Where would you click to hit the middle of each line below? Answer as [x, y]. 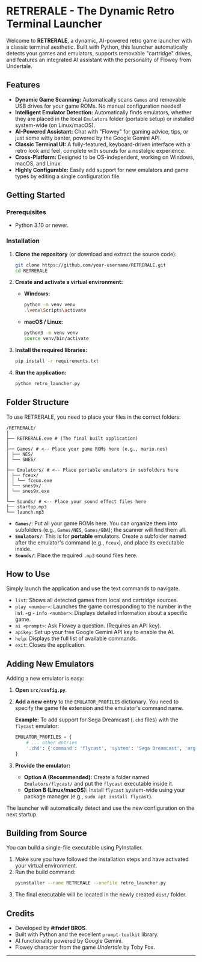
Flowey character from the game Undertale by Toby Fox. [85, 947]
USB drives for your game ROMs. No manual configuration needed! [98, 106]
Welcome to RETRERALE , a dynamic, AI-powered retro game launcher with [99, 40]
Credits [20, 914]
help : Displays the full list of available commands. [76, 638]
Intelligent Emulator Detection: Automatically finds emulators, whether [103, 112]
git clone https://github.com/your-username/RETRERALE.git [90, 265]
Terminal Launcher [54, 24]
